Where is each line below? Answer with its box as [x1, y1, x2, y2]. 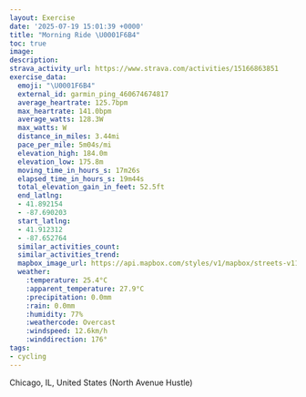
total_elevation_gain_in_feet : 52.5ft [17, 183, 166, 192]
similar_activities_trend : [17, 250, 120, 260]
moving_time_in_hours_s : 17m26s [17, 166, 141, 175]
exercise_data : [9, 73, 67, 82]
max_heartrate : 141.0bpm [17, 107, 112, 116]
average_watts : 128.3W [17, 115, 104, 124]
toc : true [9, 38, 47, 48]
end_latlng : [17, 191, 64, 200]
